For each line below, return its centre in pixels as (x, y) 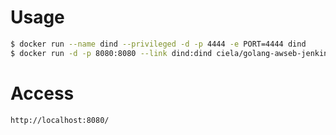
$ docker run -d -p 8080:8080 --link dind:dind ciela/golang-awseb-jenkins (171, 53)
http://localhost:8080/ (60, 120)
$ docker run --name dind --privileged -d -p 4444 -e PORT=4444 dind (158, 44)
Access (42, 93)
